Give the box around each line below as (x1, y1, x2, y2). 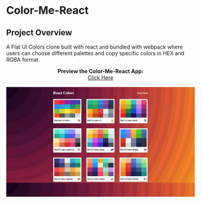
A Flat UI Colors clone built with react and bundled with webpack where (6, 43, 183, 50)
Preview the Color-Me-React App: (57, 68, 144, 75)
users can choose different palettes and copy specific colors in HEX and (6, 50, 184, 57)
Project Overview (6, 28, 72, 38)
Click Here (87, 74, 114, 81)
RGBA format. (6, 56, 40, 63)
